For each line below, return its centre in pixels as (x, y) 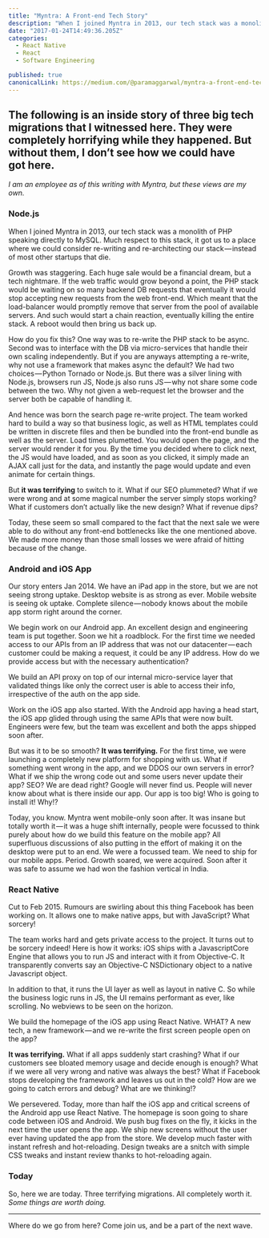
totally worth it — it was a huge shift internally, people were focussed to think (134, 826)
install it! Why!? (33, 802)
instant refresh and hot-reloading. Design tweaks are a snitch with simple (129, 1147)
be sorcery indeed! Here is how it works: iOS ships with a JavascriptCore (129, 948)
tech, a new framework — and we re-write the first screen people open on (129, 1030)
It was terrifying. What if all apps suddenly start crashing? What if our (124, 1055)
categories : (28, 38)
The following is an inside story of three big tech (131, 115)
